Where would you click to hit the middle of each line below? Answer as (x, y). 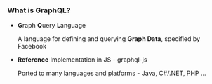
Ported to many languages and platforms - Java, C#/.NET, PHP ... (112, 73)
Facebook (32, 47)
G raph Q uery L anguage (52, 26)
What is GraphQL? (39, 10)
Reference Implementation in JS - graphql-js (82, 60)
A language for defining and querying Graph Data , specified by (109, 39)
